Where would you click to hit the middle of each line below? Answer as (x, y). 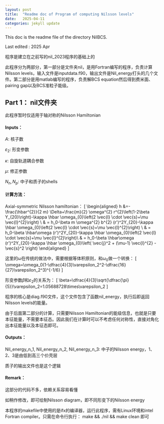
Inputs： (14, 127)
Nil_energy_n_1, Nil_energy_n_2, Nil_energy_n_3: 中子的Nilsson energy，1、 (80, 349)
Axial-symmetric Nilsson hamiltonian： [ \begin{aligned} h (63, 207)
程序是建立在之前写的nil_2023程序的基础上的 (50, 57)
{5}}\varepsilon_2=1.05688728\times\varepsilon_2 (55, 286)
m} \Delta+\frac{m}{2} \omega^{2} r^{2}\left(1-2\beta (96, 212)
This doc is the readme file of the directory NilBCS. (56, 37)
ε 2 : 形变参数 (17, 150)
